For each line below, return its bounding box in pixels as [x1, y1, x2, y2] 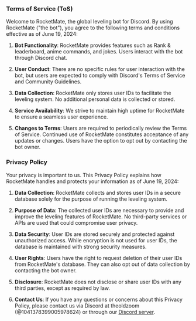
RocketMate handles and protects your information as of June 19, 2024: [6, 178, 179, 185]
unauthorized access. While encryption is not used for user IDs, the [14, 236, 177, 244]
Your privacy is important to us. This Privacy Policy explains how [6, 171, 162, 178]
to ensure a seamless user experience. [14, 113, 108, 120]
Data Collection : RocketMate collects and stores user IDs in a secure [14, 189, 181, 196]
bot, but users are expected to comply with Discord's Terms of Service [14, 72, 185, 79]
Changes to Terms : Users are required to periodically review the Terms [14, 125, 187, 132]
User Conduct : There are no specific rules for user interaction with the [14, 66, 185, 73]
